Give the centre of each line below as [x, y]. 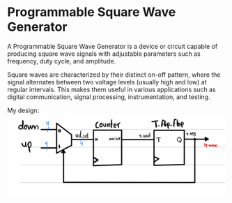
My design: [23, 110]
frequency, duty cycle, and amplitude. [62, 61]
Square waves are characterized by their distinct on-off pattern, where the [114, 75]
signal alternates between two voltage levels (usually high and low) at [107, 82]
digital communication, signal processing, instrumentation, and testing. [109, 97]
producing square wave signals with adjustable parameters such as [104, 54]
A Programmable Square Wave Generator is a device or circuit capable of [113, 46]
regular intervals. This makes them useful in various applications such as [111, 89]
